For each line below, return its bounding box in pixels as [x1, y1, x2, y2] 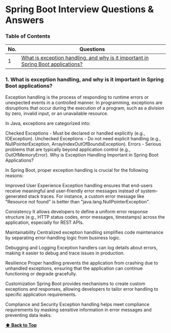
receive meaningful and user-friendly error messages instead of [5, 188, 140, 194]
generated [5, 193, 27, 199]
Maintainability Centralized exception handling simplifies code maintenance [5, 229, 164, 235]
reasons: [5, 172, 24, 178]
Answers [5, 14, 44, 26]
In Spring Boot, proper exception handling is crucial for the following [5, 167, 149, 173]
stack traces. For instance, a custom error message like [27, 193, 145, 199]
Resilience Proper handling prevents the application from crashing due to [5, 260, 159, 266]
